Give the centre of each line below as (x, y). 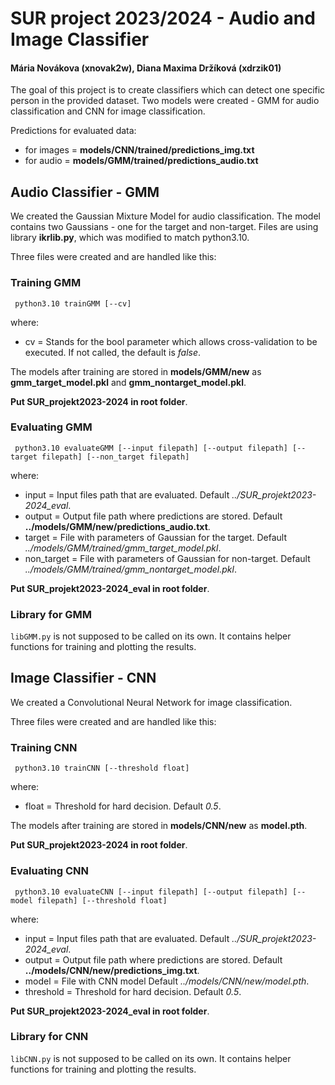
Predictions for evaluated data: (73, 131)
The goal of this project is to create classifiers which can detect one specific (168, 90)
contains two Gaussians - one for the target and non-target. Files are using (164, 227)
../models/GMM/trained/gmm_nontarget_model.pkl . (130, 569)
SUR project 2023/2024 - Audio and (163, 18)
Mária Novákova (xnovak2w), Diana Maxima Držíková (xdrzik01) (146, 68)
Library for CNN (49, 1037)
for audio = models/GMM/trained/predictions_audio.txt (141, 161)
